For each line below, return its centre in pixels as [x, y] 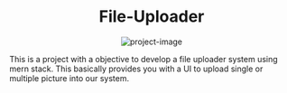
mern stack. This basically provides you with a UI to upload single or [136, 69]
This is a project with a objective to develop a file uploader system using [143, 59]
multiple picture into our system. [69, 78]
